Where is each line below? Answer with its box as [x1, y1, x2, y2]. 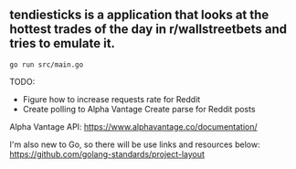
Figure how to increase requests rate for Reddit [22, 93, 201, 104]
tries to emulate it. [9, 36, 116, 51]
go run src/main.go [9, 59, 84, 69]
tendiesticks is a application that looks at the [9, 7, 270, 23]
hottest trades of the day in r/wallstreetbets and [9, 22, 288, 37]
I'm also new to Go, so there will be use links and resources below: [9, 139, 260, 150]
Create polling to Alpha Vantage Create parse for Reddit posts [22, 103, 256, 114]
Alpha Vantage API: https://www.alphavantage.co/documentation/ [9, 121, 258, 132]
